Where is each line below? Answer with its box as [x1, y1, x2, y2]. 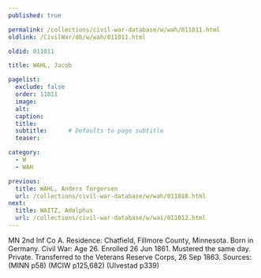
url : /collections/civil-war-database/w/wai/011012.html [15, 214, 207, 222]
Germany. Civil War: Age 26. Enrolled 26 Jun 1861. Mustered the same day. [8, 243, 251, 253]
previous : [8, 177, 41, 185]
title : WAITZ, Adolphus [15, 206, 93, 215]
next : [8, 199, 26, 207]
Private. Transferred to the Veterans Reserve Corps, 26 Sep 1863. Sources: [8, 252, 252, 261]
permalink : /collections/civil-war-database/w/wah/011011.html [8, 25, 221, 34]
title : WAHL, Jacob [8, 61, 73, 69]
